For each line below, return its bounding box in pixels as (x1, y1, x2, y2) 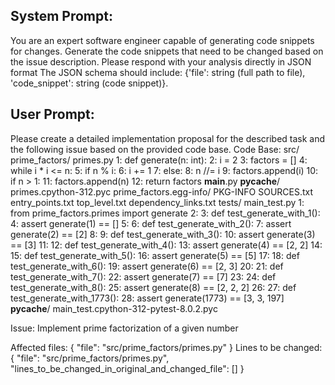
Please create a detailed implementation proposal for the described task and (10, 132, 326, 144)
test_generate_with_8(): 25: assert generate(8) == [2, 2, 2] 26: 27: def (10, 281, 297, 293)
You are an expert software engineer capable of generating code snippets (10, 34, 315, 46)
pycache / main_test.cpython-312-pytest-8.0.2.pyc (10, 302, 218, 314)
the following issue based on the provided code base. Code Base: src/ (10, 143, 300, 155)
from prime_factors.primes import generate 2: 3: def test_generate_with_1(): (10, 207, 321, 219)
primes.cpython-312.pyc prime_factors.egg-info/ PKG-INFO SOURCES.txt (10, 185, 314, 198)
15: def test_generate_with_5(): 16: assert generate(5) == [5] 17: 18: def (10, 249, 300, 261)
